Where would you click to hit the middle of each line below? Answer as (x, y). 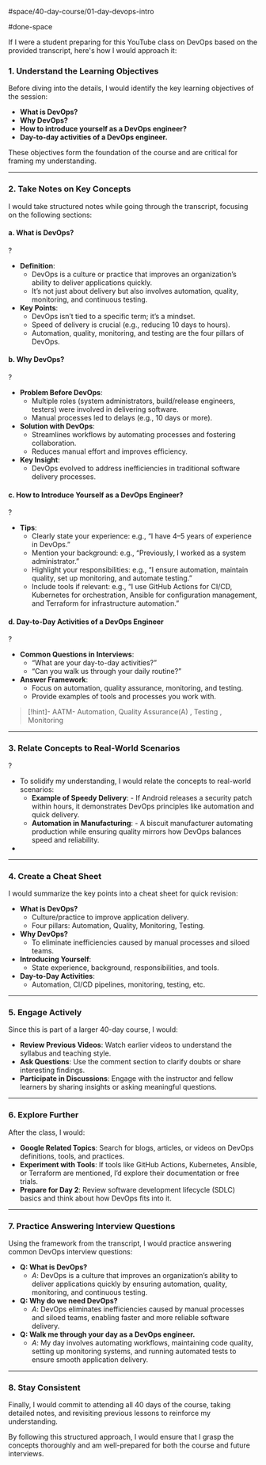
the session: (28, 97)
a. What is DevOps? (41, 233)
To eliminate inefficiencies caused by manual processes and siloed (141, 942)
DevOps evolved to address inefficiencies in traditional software (135, 468)
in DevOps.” (51, 545)
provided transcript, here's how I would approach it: (93, 50)
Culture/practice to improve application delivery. (110, 917)
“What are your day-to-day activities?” (94, 663)
